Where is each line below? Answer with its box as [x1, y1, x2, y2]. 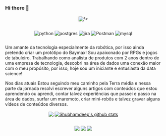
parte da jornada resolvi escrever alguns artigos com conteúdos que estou [5, 85, 158, 91]
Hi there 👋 [5, 4, 30, 11]
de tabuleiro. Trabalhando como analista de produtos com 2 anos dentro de [5, 54, 160, 61]
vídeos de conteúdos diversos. [5, 101, 68, 107]
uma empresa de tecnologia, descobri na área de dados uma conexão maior [5, 60, 161, 66]
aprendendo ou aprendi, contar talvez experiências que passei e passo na [5, 91, 157, 96]
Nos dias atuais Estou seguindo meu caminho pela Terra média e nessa [5, 80, 151, 86]
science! [5, 70, 23, 76]
